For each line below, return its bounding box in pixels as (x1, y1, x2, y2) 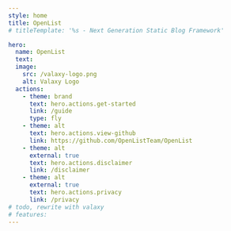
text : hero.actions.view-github (28, 129, 136, 137)
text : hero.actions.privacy (28, 188, 123, 196)
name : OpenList (15, 48, 66, 56)
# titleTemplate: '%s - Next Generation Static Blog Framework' (8, 26, 225, 34)
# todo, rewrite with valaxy (8, 203, 104, 211)
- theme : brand (22, 92, 73, 100)
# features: (8, 210, 47, 218)
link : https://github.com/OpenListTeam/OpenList (28, 137, 193, 144)
